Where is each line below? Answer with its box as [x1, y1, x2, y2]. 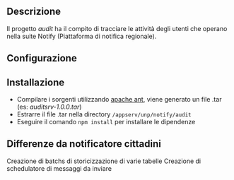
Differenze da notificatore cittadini [6, 138, 162, 150]
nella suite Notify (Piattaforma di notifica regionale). [6, 32, 157, 40]
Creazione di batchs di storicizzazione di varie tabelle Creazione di [6, 157, 201, 165]
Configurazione [6, 52, 77, 64]
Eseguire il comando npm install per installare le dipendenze [16, 118, 196, 126]
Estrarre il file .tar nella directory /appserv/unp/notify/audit [16, 110, 192, 119]
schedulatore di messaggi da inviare [6, 164, 112, 172]
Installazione [6, 76, 65, 88]
